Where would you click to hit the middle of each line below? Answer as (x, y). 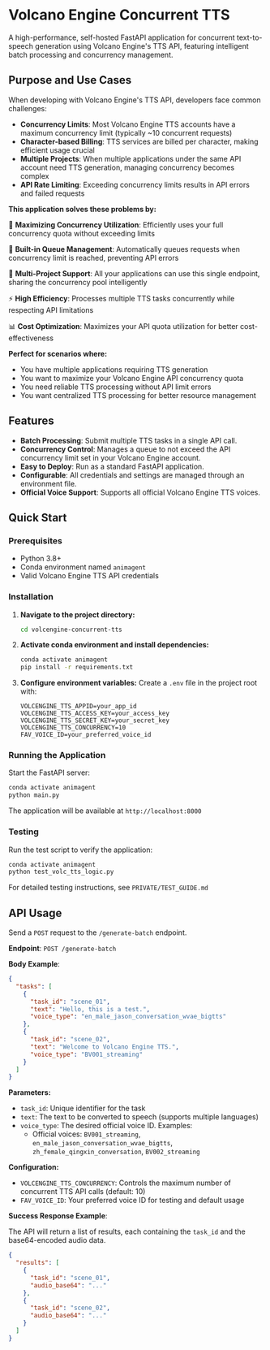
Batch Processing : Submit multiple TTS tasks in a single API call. (129, 440)
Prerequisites (35, 540)
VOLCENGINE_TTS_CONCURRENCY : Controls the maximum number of (125, 1183)
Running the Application (57, 755)
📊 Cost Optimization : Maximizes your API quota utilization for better (124, 326)
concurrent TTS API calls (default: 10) (83, 1192)
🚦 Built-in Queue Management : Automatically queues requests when (124, 249)
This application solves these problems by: (82, 209)
